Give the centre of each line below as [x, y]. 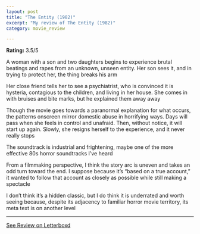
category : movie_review [36, 28]
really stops [21, 136]
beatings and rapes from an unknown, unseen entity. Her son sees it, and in [99, 68]
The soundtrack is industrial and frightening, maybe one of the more [90, 147]
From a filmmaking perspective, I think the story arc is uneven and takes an [98, 165]
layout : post [22, 12]
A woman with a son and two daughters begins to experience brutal [89, 62]
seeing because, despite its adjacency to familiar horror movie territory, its [97, 202]
